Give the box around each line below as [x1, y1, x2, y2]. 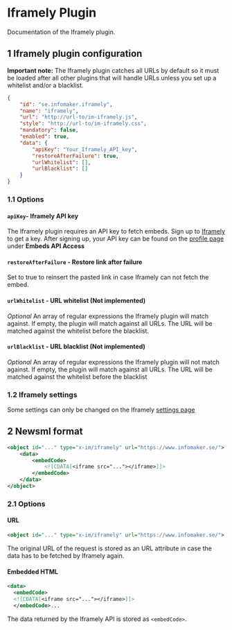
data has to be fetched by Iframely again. [7, 551, 125, 559]
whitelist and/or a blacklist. [7, 81, 84, 89]
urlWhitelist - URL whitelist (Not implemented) [7, 296, 146, 304]
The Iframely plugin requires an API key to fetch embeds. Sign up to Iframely [7, 227, 226, 236]
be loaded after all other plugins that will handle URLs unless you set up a [7, 73, 217, 82]
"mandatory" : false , [19, 127, 79, 134]
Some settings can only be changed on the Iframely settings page [7, 405, 195, 414]
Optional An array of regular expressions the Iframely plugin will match [7, 312, 209, 320]
